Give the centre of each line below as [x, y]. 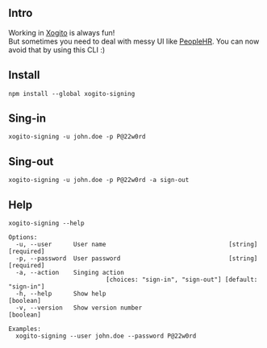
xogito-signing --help [46, 224]
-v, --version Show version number [79, 308]
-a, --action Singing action [70, 273]
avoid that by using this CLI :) [57, 50]
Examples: [25, 329]
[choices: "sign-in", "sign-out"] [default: [182, 280]
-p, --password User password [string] [137, 259]
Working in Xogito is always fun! [62, 32]
